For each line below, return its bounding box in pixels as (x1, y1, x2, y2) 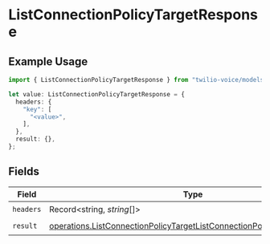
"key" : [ (22, 105, 52, 113)
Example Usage (8, 55, 88, 68)
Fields (8, 165, 40, 178)
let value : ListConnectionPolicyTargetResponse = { (8, 90, 185, 98)
